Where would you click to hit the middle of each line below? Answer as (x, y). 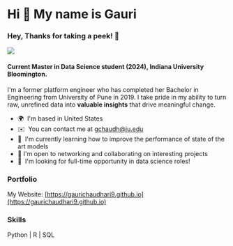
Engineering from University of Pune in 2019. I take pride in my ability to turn (117, 97)
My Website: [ (27, 194)
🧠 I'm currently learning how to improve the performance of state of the (121, 139)
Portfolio (22, 179)
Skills (17, 220)
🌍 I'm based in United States (60, 118)
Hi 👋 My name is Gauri (72, 14)
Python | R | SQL (31, 235)
